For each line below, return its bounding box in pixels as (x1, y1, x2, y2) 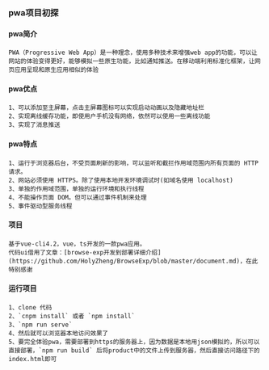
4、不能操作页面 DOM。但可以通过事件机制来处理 (8, 193, 147, 201)
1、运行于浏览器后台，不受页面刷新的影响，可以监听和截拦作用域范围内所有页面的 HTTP (8, 159, 258, 167)
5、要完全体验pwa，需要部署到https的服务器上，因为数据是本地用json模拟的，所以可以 (8, 338, 260, 346)
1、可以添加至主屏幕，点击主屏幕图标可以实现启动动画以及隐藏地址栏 (8, 103, 204, 112)
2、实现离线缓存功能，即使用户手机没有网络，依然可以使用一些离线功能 (8, 112, 211, 120)
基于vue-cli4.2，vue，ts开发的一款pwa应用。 (8, 240, 146, 248)
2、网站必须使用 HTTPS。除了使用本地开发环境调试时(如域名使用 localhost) (8, 176, 234, 184)
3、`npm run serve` (8, 321, 73, 329)
